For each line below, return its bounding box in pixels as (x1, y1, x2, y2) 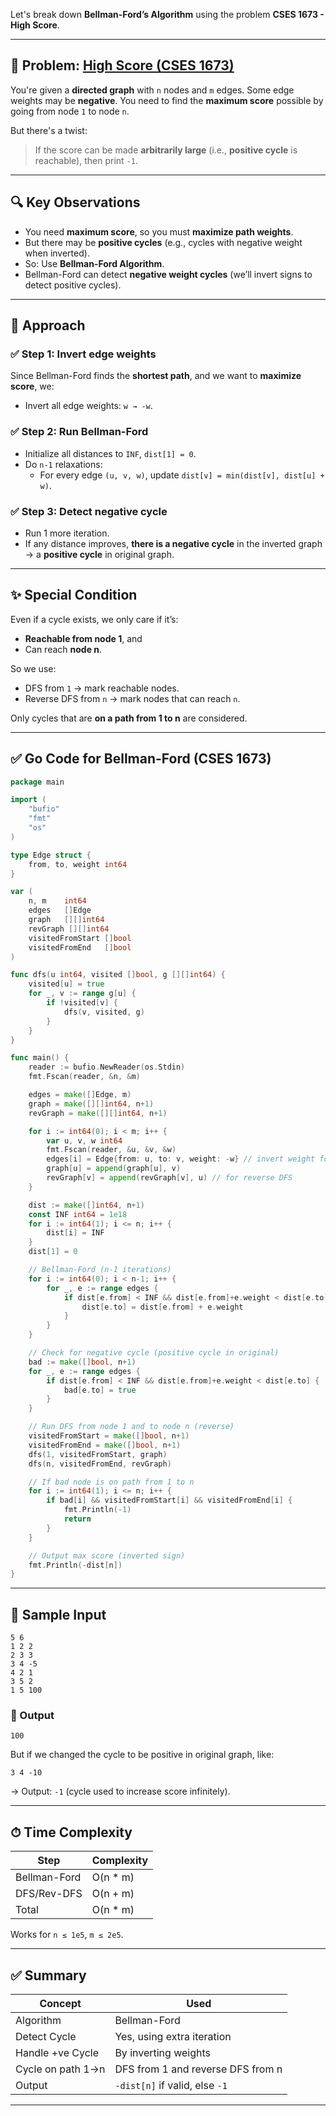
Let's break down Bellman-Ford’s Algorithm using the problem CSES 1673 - (10, 9, 325, 20)
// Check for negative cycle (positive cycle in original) (28, 1348, 280, 1358)
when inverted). (24, 247, 90, 259)
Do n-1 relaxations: (24, 458, 103, 470)
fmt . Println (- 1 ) (63, 1505, 132, 1515)
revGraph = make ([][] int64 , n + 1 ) (28, 1108, 168, 1118)
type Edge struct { (10, 850, 92, 860)
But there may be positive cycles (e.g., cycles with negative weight (24, 236, 303, 248)
